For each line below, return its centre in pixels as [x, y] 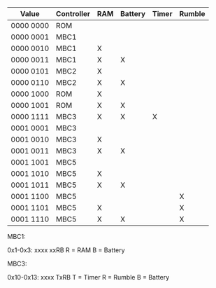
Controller [73, 14]
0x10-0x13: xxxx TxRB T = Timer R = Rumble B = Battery [88, 277]
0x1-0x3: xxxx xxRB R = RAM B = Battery [66, 250]
